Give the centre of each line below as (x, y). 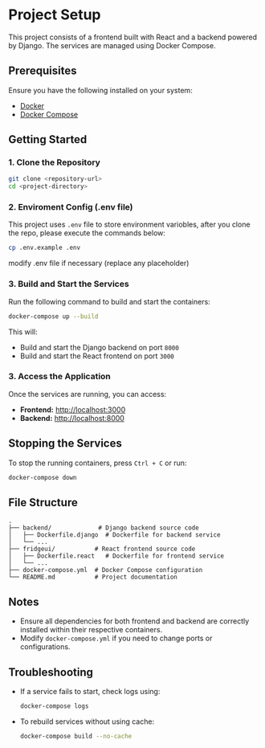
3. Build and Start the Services (69, 284)
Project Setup (55, 15)
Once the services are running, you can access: (88, 394)
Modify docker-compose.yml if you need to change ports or (116, 638)
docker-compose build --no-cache (76, 736)
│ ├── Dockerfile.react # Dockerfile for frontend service (116, 556)
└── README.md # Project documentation (93, 577)
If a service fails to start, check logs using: (90, 691)
